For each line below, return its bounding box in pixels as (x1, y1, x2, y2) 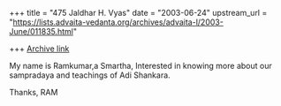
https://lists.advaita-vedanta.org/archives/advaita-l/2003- (12, 17, 224, 27)
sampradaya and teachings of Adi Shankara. (9, 70, 171, 80)
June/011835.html (9, 26, 73, 36)
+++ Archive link (9, 43, 70, 54)
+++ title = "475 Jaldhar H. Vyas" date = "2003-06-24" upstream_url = (9, 8, 268, 18)
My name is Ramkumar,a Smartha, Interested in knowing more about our (9, 61, 272, 71)
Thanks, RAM (9, 87, 58, 97)
